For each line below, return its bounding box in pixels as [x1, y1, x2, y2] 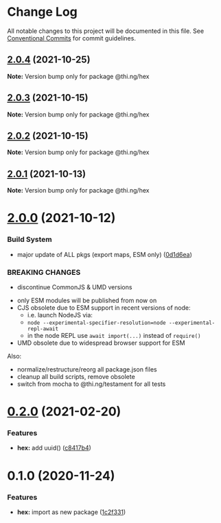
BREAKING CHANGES [7, 267, 81, 277]
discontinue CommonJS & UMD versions [16, 282, 132, 291]
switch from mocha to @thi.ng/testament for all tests [16, 380, 166, 388]
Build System [7, 234, 53, 244]
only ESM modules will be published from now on [16, 296, 157, 304]
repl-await [27, 325, 59, 332]
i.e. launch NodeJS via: [27, 311, 93, 319]
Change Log [7, 4, 78, 20]
